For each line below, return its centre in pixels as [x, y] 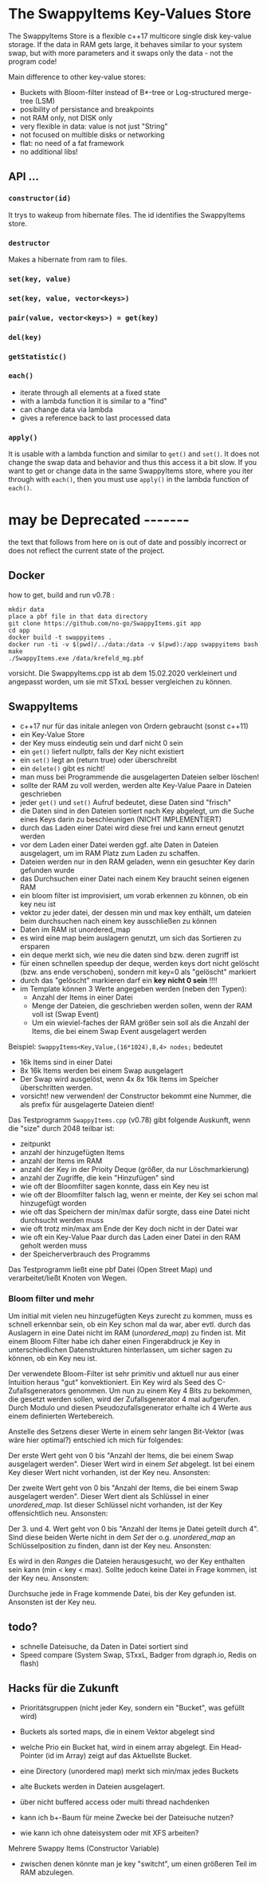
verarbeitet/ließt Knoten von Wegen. [68, 1278]
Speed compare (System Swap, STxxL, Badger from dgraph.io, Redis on [138, 1654]
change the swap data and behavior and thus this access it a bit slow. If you [133, 463]
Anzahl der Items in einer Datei [82, 997]
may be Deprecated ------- [99, 520]
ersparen [35, 946]
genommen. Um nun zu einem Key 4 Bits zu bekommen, [160, 1390]
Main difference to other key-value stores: [77, 77]
